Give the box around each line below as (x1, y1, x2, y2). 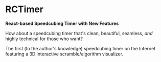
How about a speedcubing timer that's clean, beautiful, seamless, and (5, 30, 153, 36)
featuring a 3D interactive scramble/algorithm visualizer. (5, 51, 124, 57)
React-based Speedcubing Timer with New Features (5, 20, 119, 26)
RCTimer (5, 4, 44, 15)
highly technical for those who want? (5, 36, 83, 42)
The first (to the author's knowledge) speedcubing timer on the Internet (5, 45, 156, 51)
